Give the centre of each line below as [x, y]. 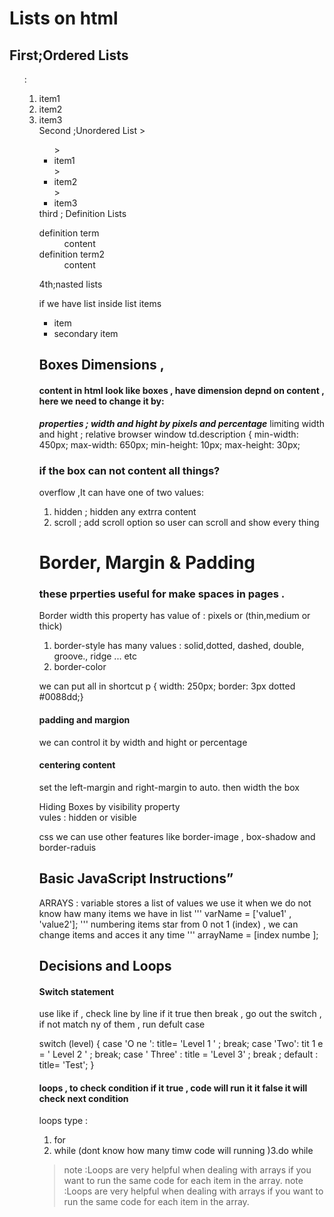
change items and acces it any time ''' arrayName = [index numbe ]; [178, 934]
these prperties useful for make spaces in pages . [162, 594]
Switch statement [76, 991]
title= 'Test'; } [66, 1065]
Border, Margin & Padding [147, 563]
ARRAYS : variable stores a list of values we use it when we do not [175, 903]
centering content [77, 765]
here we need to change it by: [101, 401]
